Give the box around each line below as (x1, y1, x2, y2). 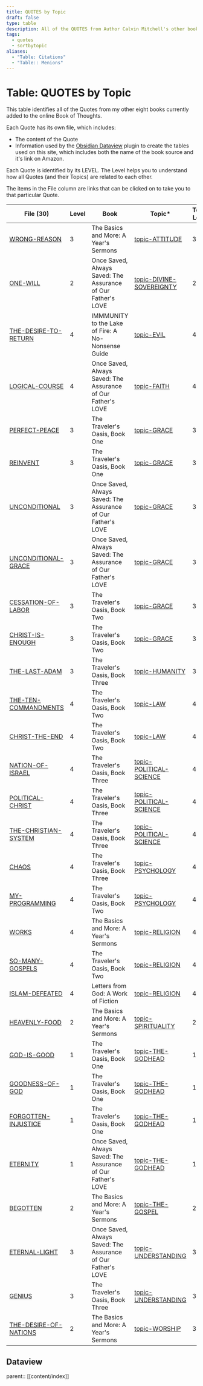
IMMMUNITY (91, 312, 129, 320)
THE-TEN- (9, 696, 41, 704)
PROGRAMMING (9, 899, 56, 907)
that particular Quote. (6, 192, 60, 199)
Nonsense (91, 342, 121, 351)
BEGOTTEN (9, 1204, 42, 1213)
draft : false (6, 15, 39, 21)
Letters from (91, 982, 127, 991)
